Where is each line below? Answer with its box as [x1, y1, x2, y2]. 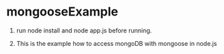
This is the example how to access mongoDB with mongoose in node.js [16, 39, 217, 47]
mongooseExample [6, 4, 119, 20]
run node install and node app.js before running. [16, 26, 152, 34]
